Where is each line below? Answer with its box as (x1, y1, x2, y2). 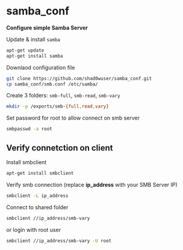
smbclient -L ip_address (6, 192, 69, 199)
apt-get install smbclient (6, 170, 74, 176)
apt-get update (6, 47, 45, 53)
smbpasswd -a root (6, 126, 52, 132)
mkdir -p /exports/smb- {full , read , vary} (6, 103, 110, 109)
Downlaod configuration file (6, 64, 75, 71)
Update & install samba (6, 35, 60, 43)
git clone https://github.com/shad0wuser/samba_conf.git (6, 75, 152, 82)
